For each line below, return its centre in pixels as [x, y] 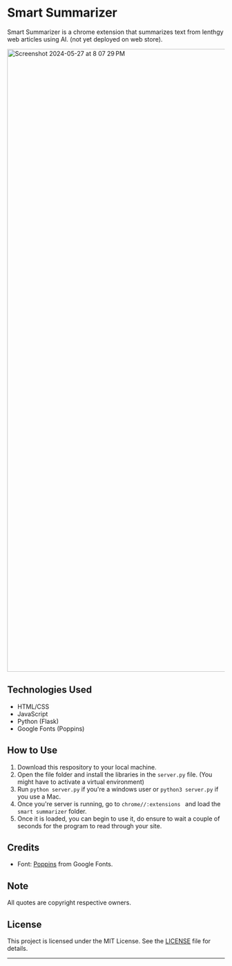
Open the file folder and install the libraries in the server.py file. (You [115, 774]
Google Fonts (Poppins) [51, 729]
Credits [23, 847]
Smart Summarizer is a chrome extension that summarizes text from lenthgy [115, 32]
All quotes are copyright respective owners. [69, 903]
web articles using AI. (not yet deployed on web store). [85, 39]
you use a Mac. [39, 796]
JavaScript [32, 713]
